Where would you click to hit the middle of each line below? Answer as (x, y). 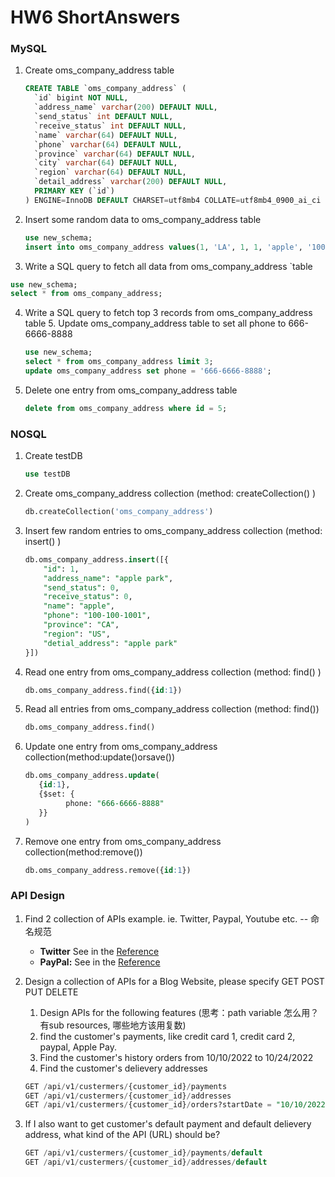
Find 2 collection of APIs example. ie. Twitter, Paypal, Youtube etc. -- (166, 918)
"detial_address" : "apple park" (110, 643)
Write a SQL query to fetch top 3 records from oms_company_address (168, 313)
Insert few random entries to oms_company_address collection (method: (173, 530)
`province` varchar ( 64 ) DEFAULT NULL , (115, 154)
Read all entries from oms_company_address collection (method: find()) (172, 709)
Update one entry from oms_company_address (121, 747)
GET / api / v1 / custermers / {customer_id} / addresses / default (146, 1162)
